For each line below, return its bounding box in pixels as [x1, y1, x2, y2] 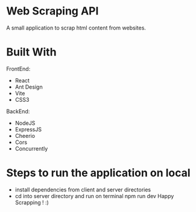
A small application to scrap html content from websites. [6, 24, 147, 31]
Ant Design [14, 83, 43, 90]
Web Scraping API [6, 4, 99, 18]
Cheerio [14, 132, 35, 139]
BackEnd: [6, 107, 30, 115]
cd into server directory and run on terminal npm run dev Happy [14, 192, 174, 199]
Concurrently [14, 145, 48, 152]
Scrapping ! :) [14, 199, 49, 206]
